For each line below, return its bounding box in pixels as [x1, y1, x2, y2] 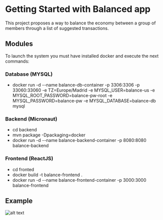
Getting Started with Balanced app [5, 3, 151, 15]
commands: [5, 58, 30, 64]
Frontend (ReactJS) [5, 155, 53, 162]
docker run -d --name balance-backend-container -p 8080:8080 [12, 137, 147, 143]
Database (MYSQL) [5, 71, 53, 78]
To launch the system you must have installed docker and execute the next [5, 53, 159, 59]
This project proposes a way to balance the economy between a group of [5, 20, 156, 26]
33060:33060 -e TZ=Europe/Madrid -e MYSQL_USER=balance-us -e [12, 87, 156, 93]
